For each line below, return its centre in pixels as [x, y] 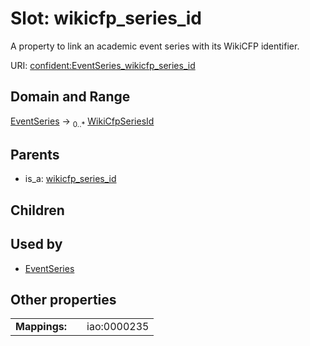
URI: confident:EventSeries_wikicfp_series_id [103, 65]
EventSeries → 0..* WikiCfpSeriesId [82, 122]
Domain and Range [70, 97]
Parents [35, 154]
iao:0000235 [118, 327]
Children [37, 210]
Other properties [63, 299]
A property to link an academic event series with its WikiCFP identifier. [155, 46]
